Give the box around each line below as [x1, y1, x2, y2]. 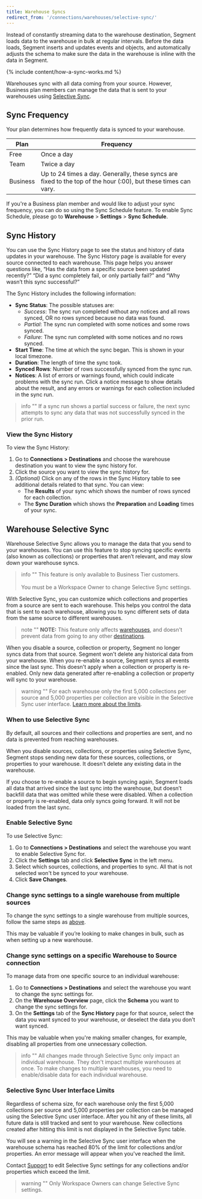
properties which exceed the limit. [6, 1168, 91, 1175]
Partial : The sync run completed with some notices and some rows [23, 321, 190, 328]
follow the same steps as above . [6, 918, 86, 926]
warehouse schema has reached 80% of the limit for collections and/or [6, 1143, 183, 1151]
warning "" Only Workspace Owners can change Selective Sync [20, 1179, 180, 1187]
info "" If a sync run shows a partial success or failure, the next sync [20, 403, 191, 410]
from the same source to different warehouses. [6, 614, 123, 622]
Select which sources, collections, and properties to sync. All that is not [14, 863, 192, 870]
